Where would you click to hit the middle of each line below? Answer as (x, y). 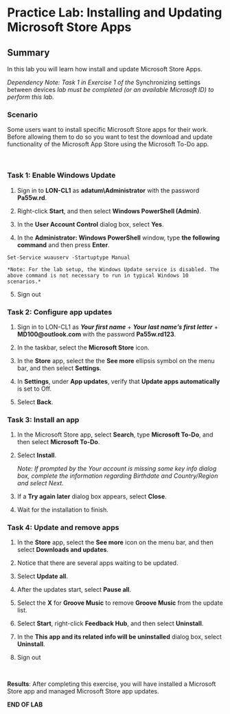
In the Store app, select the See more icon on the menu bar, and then (115, 542)
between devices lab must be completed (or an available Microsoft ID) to (111, 90)
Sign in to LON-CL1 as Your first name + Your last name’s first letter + (117, 327)
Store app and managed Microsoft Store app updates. (83, 691)
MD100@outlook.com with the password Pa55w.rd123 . (96, 334)
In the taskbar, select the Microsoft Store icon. (83, 347)
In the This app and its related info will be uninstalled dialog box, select (119, 637)
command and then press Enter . (63, 244)
